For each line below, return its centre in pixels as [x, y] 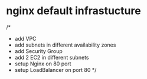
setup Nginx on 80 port [43, 64]
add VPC [25, 38]
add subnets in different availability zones [65, 45]
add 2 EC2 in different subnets [52, 57]
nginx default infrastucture [73, 11]
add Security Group [39, 51]
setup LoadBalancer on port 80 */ [55, 70]
